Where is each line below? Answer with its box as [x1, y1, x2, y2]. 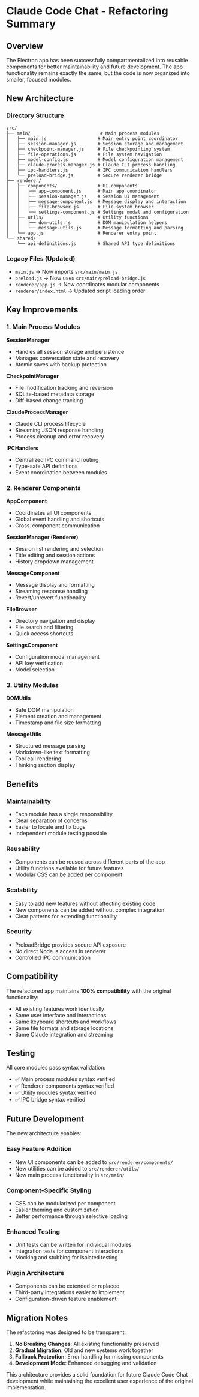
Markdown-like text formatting [14, 749, 91, 756]
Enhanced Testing [6, 1227, 61, 1235]
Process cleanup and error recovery [14, 432, 105, 440]
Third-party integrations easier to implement [14, 1289, 125, 1296]
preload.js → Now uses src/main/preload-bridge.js [14, 274, 146, 282]
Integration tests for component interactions [14, 1247, 124, 1255]
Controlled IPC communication [14, 954, 91, 961]
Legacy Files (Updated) [6, 254, 76, 262]
